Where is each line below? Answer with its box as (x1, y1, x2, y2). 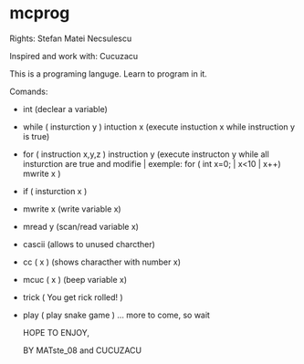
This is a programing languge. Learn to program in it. (9, 68, 207, 79)
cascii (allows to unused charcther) (22, 238, 155, 249)
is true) (22, 130, 50, 141)
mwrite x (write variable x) (22, 203, 121, 214)
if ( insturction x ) (22, 185, 88, 196)
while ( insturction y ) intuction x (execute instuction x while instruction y (22, 121, 295, 132)
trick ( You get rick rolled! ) (22, 291, 123, 303)
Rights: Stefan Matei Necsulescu (9, 33, 132, 44)
